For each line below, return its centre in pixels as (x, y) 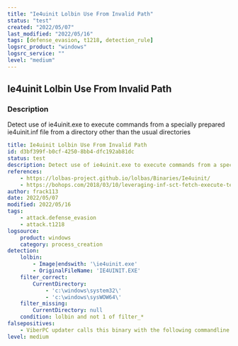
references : (25, 171)
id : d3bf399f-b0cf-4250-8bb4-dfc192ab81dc (71, 152)
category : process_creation (61, 244)
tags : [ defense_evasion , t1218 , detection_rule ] (80, 40)
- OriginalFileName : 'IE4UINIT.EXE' (87, 271)
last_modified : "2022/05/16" (50, 34)
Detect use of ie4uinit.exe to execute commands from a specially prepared (116, 124)
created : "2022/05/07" (41, 27)
